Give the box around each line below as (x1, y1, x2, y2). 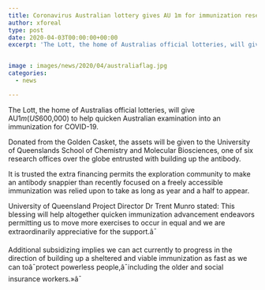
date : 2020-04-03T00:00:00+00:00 (8, 33, 118, 42)
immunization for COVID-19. (8, 121, 99, 131)
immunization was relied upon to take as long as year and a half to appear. (8, 186, 250, 195)
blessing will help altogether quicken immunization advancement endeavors (8, 210, 255, 219)
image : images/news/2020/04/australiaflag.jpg (8, 62, 168, 70)
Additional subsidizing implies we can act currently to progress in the (8, 245, 233, 255)
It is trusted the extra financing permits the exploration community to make (8, 169, 251, 178)
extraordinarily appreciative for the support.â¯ (8, 226, 158, 236)
